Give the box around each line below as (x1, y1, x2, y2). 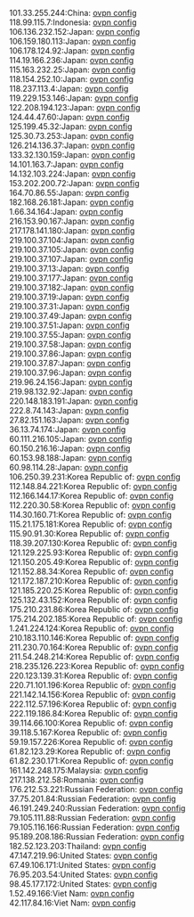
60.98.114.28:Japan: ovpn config (9, 463, 129, 472)
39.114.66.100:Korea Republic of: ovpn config (9, 717, 174, 728)
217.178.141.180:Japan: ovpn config (9, 225, 135, 235)
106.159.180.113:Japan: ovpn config (9, 36, 136, 46)
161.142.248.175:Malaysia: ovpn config (9, 766, 149, 775)
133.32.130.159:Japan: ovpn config (9, 150, 135, 160)
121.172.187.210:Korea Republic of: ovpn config (9, 576, 179, 586)
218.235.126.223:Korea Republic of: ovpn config (9, 661, 185, 671)
